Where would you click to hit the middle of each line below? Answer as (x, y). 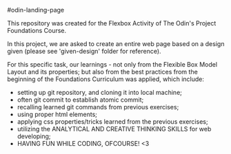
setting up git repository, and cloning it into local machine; (100, 92)
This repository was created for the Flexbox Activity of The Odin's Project (112, 23)
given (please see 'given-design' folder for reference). (84, 51)
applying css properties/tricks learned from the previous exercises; (112, 122)
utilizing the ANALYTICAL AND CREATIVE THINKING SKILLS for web (114, 129)
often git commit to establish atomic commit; (80, 100)
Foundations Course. (37, 31)
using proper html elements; (57, 114)
